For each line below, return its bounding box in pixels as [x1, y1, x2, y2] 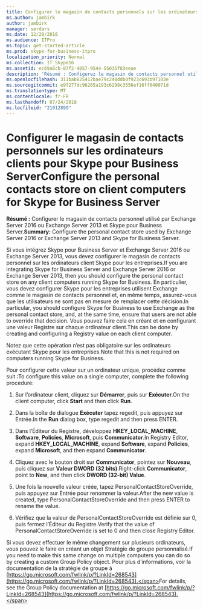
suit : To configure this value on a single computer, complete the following [6, 373, 189, 380]
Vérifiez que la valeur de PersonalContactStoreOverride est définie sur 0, [14, 514, 197, 521]
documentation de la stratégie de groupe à [6, 565, 113, 572]
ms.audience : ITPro [6, 37, 56, 43]
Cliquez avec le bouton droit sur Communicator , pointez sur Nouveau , [14, 458, 192, 466]
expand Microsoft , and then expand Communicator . [14, 447, 147, 454]
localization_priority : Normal [6, 54, 85, 60]
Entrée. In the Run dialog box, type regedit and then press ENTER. [14, 416, 178, 423]
